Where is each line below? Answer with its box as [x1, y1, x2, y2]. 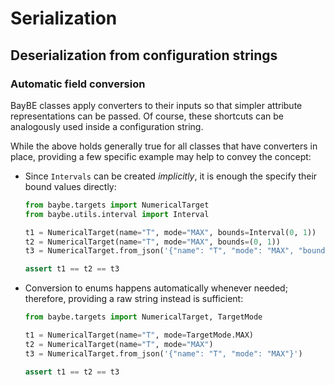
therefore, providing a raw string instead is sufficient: [24, 293, 244, 305]
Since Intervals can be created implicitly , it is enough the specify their [24, 170, 318, 182]
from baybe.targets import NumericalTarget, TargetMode [24, 312, 263, 322]
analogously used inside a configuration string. [10, 120, 204, 132]
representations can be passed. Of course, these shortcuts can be [10, 110, 284, 122]
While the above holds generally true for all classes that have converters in [10, 140, 318, 152]
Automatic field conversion [10, 77, 146, 91]
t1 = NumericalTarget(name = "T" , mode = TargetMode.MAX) [24, 330, 254, 340]
